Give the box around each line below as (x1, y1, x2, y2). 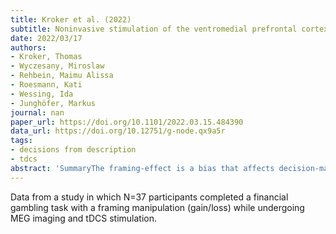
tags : (10, 136, 33, 146)
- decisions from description (10, 145, 137, 155)
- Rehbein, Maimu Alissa (10, 71, 114, 81)
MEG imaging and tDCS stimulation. (10, 212, 158, 224)
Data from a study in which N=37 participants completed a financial (10, 191, 289, 203)
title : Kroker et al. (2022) (10, 14, 132, 25)
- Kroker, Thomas (10, 52, 83, 62)
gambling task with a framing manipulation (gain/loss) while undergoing (10, 201, 305, 213)
